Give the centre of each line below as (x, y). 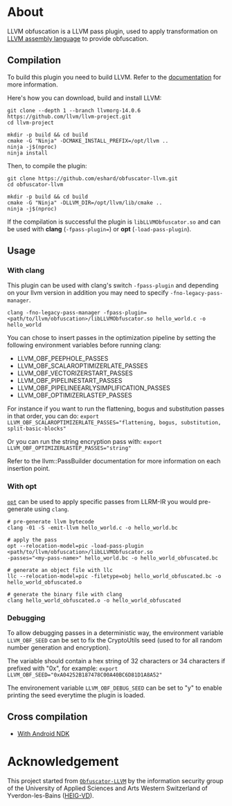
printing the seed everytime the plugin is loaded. (76, 695)
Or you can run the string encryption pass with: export (85, 442)
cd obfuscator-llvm (35, 184)
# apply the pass (32, 540)
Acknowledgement (63, 762)
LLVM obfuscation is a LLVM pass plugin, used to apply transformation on (113, 31)
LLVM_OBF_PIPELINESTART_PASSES (70, 381)
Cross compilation (47, 717)
